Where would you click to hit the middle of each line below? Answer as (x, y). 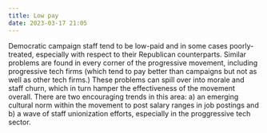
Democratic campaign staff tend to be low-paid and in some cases (118, 45)
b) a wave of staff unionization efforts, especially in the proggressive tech (130, 113)
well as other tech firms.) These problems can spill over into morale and (126, 80)
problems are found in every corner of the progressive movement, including (133, 63)
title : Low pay (34, 16)
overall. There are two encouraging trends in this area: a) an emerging (124, 96)
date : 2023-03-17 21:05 (48, 23)
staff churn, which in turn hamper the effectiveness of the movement (122, 88)
